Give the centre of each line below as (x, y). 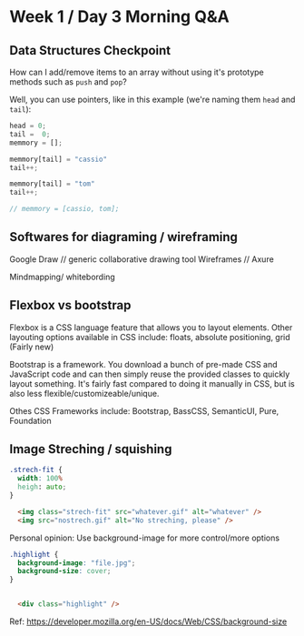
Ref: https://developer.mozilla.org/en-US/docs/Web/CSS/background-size (148, 621)
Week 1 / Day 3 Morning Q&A (119, 17)
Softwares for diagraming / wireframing (124, 237)
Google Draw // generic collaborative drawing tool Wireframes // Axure (142, 259)
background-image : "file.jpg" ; (77, 563)
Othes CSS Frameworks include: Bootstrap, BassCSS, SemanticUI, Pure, (144, 410)
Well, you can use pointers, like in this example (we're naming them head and (152, 99)
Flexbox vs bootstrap (70, 305)
